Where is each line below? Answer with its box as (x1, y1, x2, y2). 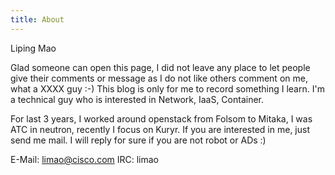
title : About (10, 14, 65, 25)
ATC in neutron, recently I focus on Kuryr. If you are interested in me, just (10, 123, 310, 135)
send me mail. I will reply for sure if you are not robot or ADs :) (10, 134, 267, 146)
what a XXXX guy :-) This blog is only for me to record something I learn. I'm (10, 82, 325, 95)
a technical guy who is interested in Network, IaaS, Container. (10, 93, 265, 105)
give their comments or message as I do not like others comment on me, (10, 72, 308, 84)
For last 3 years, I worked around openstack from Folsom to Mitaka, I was (10, 112, 313, 125)
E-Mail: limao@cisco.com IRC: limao (10, 153, 160, 165)
